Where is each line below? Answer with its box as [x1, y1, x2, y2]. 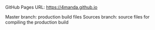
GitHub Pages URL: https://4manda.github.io [5, 4, 98, 10]
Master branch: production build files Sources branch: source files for [5, 14, 150, 19]
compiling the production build [5, 19, 69, 25]
